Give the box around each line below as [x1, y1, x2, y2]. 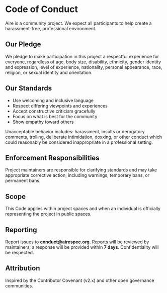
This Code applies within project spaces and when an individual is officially [5, 206, 161, 212]
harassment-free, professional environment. [5, 25, 97, 31]
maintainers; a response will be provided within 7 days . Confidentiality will [5, 244, 159, 250]
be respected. [5, 250, 34, 255]
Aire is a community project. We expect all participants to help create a [5, 20, 152, 26]
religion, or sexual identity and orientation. [5, 69, 93, 75]
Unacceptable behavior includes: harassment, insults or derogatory [5, 128, 145, 134]
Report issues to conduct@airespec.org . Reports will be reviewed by [5, 239, 149, 245]
